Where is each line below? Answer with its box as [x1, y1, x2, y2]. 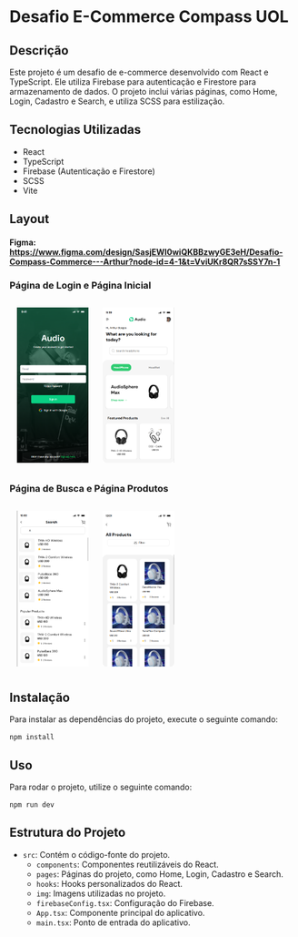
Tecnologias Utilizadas [9, 122, 142, 137]
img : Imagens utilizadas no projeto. [35, 888, 166, 899]
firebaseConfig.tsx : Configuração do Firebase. [35, 897, 215, 908]
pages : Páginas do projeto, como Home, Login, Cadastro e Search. [35, 868, 284, 880]
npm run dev [9, 800, 55, 810]
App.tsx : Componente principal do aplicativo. [35, 907, 205, 918]
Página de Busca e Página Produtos [9, 483, 169, 495]
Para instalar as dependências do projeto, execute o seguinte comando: [9, 714, 279, 725]
